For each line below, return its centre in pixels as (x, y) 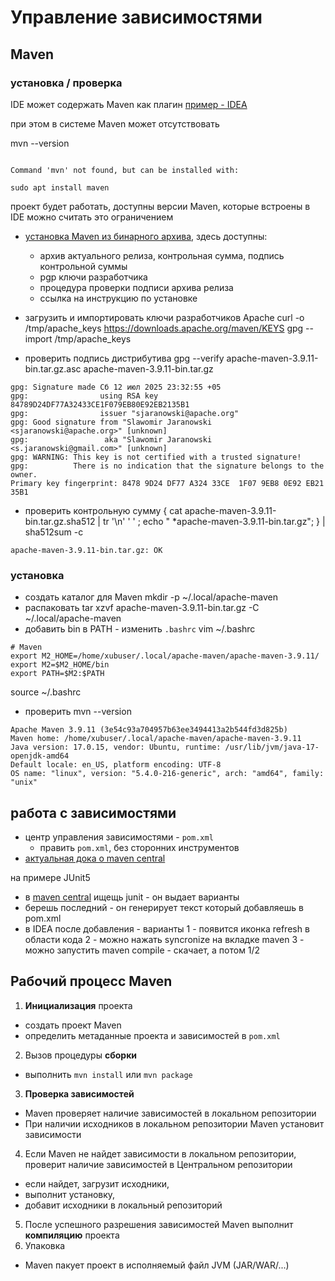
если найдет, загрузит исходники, (97, 1183)
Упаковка (45, 1245)
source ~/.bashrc (46, 692)
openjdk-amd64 (40, 756)
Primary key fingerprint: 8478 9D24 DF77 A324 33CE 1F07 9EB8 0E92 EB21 (167, 483)
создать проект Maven (73, 1025)
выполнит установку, (70, 1194)
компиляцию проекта (72, 1235)
